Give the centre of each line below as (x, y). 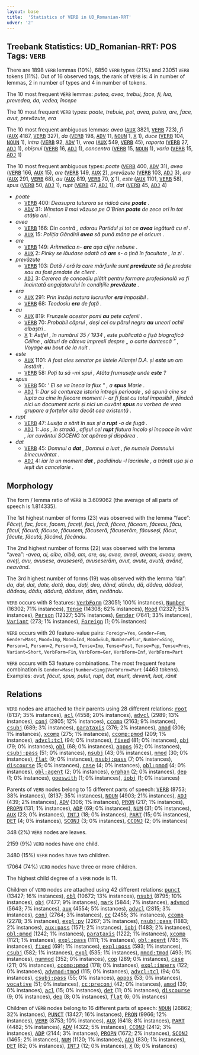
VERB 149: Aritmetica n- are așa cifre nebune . (81, 247)
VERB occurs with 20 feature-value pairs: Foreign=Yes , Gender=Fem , (86, 633)
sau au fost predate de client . (61, 272)
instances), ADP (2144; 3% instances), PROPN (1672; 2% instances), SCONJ (97, 1033)
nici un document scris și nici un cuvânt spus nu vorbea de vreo (103, 404)
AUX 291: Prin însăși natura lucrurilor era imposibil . (86, 297)
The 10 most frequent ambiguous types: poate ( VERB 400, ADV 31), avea (95, 166)
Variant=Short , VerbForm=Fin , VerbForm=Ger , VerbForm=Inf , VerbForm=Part (95, 652)
